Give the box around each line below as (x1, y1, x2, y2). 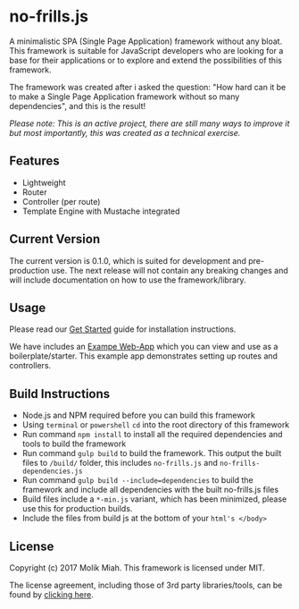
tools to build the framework (21, 438, 127, 449)
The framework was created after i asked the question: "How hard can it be (9, 81, 287, 92)
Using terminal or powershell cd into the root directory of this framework (21, 419, 290, 430)
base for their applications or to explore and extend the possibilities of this (9, 55, 283, 65)
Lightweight (21, 177, 66, 188)
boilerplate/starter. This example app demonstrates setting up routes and (9, 351, 278, 361)
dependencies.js (21, 467, 83, 476)
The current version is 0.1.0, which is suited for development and (9, 255, 247, 266)
